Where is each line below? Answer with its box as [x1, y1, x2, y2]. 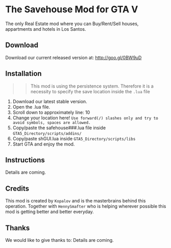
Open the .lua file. [12, 104, 51, 110]
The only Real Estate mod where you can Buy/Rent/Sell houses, [5, 20, 139, 27]
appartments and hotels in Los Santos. [5, 26, 86, 32]
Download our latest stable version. [12, 98, 88, 105]
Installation [5, 69, 42, 78]
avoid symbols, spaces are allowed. [12, 120, 91, 125]
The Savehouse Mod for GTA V [5, 4, 138, 15]
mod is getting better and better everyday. [5, 209, 94, 215]
